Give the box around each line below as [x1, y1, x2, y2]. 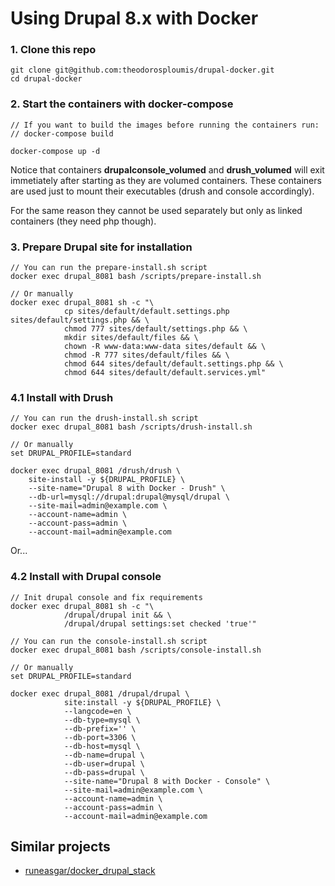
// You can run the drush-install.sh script [10, 413, 199, 424]
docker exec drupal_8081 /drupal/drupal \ [10, 688, 190, 699]
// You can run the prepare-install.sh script [10, 263, 208, 273]
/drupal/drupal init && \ [63, 610, 172, 620]
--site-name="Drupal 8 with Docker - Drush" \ [28, 483, 226, 494]
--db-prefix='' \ [63, 723, 137, 734]
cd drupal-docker [10, 74, 83, 84]
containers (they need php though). [10, 215, 157, 227]
